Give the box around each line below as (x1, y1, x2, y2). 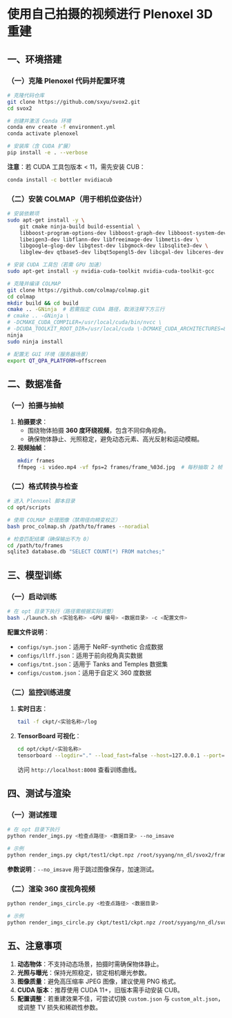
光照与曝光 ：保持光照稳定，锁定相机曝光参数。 (17, 968, 151, 976)
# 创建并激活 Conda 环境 (7, 117, 71, 125)
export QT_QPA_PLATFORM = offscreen (7, 357, 107, 364)
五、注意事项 (7, 940, 62, 952)
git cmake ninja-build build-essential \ (19, 223, 140, 230)
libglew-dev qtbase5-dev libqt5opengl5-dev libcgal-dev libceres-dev (19, 249, 224, 256)
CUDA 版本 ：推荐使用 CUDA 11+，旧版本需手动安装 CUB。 (17, 985, 184, 994)
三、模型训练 (7, 569, 62, 581)
